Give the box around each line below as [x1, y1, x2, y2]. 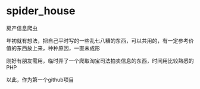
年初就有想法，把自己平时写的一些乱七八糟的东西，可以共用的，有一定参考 [6, 37, 189, 44]
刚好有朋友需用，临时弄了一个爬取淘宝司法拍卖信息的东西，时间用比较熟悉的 [6, 57, 194, 64]
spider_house [6, 4, 76, 18]
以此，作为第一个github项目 [6, 76, 74, 83]
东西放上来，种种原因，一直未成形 [16, 44, 100, 52]
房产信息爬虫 [6, 24, 37, 31]
